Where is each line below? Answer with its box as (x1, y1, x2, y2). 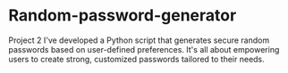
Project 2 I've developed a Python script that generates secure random (8, 35, 270, 45)
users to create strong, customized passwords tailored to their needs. (8, 53, 265, 64)
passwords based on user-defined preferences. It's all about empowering (8, 44, 280, 54)
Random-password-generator (8, 5, 237, 26)
